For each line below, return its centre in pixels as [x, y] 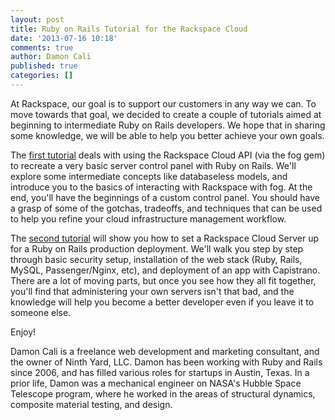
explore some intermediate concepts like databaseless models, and [149, 176]
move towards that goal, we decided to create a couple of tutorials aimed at [166, 114]
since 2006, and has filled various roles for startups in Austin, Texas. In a [160, 372]
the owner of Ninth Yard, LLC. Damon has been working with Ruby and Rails [166, 362]
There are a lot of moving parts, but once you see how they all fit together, [163, 280]
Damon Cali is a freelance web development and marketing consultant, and [165, 351]
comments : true [42, 47]
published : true [44, 66]
